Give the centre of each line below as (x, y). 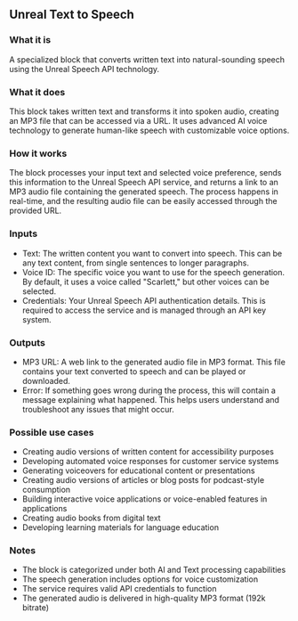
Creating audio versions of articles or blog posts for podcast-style (143, 480)
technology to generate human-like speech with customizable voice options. (149, 130)
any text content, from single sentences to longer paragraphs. (135, 263)
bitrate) (36, 608)
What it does (37, 92)
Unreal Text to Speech (72, 15)
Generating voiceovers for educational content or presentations (138, 470)
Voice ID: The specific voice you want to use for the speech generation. (153, 272)
